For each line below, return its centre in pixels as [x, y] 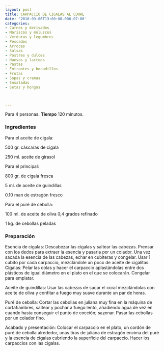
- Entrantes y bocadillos [31, 69]
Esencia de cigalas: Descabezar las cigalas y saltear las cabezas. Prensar [79, 246]
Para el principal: [22, 166]
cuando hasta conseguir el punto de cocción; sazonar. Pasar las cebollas [79, 313]
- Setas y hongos [23, 87]
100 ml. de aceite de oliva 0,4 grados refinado [52, 214]
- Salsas [14, 51]
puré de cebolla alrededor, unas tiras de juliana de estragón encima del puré [82, 332]
